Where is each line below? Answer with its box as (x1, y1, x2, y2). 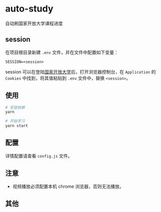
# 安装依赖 (5, 105, 25, 110)
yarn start (5, 123, 28, 128)
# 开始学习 (5, 119, 25, 124)
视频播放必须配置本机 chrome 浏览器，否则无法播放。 (12, 183, 124, 189)
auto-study (5, 3, 54, 15)
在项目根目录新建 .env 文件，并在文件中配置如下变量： (5, 49, 119, 55)
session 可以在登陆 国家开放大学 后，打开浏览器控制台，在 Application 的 (5, 68, 156, 75)
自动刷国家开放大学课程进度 (5, 20, 63, 26)
